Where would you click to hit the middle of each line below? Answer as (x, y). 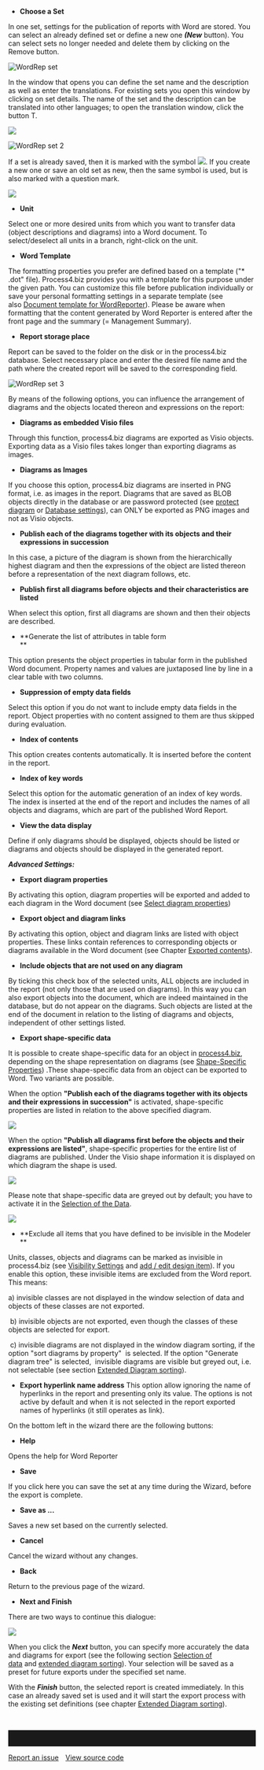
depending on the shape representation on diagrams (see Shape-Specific (127, 1061)
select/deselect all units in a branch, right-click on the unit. (103, 240)
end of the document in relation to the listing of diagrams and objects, (121, 1014)
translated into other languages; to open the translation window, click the (126, 107)
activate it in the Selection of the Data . (70, 1204)
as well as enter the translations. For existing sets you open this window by (129, 91)
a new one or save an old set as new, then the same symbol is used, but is (128, 170)
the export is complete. (46, 1495)
